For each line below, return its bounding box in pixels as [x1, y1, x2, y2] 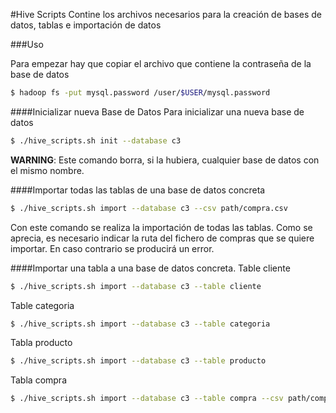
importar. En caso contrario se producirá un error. [10, 242, 215, 254]
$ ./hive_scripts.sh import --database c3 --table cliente [10, 281, 262, 291]
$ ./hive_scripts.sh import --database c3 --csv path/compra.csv [10, 203, 288, 213]
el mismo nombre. [10, 164, 85, 176]
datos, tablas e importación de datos [10, 19, 162, 31]
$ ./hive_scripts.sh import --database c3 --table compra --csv [10, 394, 284, 404]
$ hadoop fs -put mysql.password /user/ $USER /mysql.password [10, 88, 271, 98]
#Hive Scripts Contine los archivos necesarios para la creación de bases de [10, 9, 322, 20]
